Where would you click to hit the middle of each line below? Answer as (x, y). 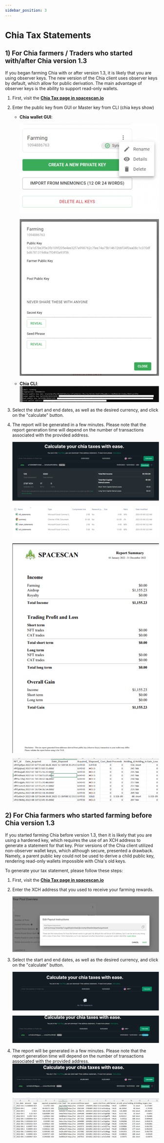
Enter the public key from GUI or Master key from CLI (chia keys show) (83, 107)
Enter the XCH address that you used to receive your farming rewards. (83, 889)
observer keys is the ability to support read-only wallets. (62, 88)
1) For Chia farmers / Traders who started (69, 53)
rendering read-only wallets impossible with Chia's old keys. (66, 861)
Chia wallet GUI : (36, 117)
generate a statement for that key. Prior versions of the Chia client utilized (79, 845)
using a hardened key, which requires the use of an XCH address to (73, 840)
